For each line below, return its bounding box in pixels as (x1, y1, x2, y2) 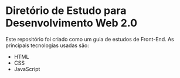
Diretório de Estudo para (5, 4, 127, 17)
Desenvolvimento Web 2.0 (5, 16, 138, 30)
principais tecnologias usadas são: (5, 42, 89, 49)
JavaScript (13, 65, 40, 72)
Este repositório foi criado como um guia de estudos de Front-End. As (5, 36, 174, 42)
